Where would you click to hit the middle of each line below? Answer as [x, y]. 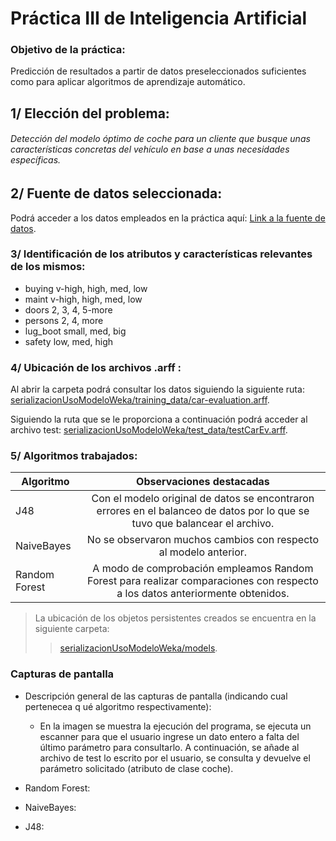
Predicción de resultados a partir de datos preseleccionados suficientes [158, 71]
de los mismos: [48, 267]
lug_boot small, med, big [75, 331]
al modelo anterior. [203, 552]
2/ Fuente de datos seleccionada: [116, 193]
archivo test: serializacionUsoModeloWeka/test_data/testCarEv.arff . [149, 430]
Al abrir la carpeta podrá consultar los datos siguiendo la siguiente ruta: [157, 389]
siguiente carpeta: [72, 629]
